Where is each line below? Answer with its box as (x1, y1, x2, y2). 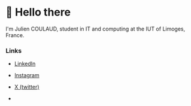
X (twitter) (14, 83, 40, 90)
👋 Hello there (5, 5, 71, 19)
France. (5, 31, 25, 38)
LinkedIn (14, 60, 36, 68)
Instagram (14, 72, 40, 79)
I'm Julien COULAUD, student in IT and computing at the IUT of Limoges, (5, 25, 186, 32)
